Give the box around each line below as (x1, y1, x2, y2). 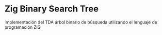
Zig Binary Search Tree (4, 3, 99, 14)
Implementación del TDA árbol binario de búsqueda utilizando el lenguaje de (4, 19, 157, 25)
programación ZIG (4, 24, 41, 30)
